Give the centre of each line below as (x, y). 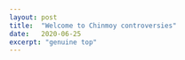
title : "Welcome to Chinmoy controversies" (93, 26)
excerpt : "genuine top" (53, 42)
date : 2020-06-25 (45, 34)
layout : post (33, 17)
